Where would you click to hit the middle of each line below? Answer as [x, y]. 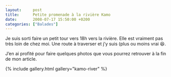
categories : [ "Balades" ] [32, 24]
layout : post [24, 10]
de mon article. [21, 59]
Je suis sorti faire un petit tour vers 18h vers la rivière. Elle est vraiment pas [84, 38]
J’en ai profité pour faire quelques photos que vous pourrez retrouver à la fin [86, 54]
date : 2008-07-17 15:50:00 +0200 [48, 19]
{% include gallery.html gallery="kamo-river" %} [56, 69]
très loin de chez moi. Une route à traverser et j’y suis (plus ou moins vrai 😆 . [86, 44]
